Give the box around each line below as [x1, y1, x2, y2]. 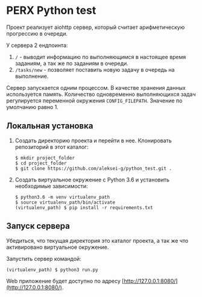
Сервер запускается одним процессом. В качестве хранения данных [6, 84, 186, 91]
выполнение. [14, 72, 49, 80]
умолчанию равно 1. [6, 103, 59, 110]
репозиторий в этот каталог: [14, 143, 89, 151]
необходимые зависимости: [14, 182, 89, 190]
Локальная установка [6, 121, 93, 131]
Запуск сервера [6, 221, 71, 231]
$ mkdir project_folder [14, 155, 75, 161]
